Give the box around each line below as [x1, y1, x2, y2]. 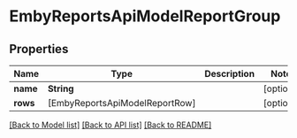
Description [204, 68, 255, 80]
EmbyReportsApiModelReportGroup [9, 6, 281, 27]
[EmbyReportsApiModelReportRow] [47, 97, 196, 109]
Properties [9, 42, 69, 57]
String [47, 82, 74, 95]
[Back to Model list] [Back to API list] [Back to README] [9, 119, 212, 130]
